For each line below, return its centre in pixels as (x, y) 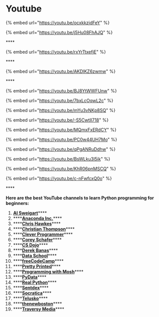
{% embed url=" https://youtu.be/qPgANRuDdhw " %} (61, 149)
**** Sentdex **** (31, 287)
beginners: (17, 203)
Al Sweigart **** (30, 213)
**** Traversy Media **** (38, 309)
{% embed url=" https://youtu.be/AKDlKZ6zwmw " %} (61, 71)
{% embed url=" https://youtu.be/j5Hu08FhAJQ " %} (59, 32)
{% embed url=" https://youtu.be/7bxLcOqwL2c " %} (60, 100)
